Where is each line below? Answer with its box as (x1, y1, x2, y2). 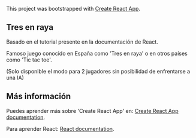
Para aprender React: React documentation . (6, 125, 114, 132)
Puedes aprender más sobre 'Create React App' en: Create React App (6, 107, 179, 114)
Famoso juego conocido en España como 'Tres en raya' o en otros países (6, 50, 188, 57)
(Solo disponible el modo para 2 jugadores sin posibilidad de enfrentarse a (6, 68, 191, 75)
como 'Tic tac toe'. (6, 56, 52, 63)
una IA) (6, 74, 24, 81)
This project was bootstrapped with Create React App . (6, 5, 141, 12)
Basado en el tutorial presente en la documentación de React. (6, 38, 159, 45)
